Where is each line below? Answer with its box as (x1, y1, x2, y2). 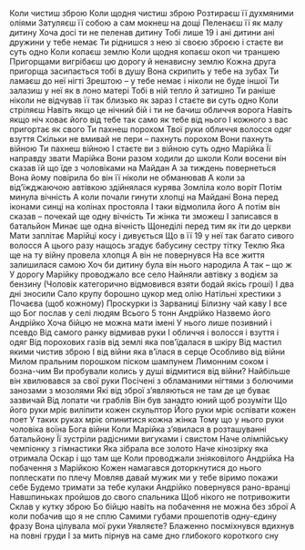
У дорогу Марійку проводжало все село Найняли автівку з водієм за (9, 269, 279, 280)
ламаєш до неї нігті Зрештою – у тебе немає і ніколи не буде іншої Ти (9, 76, 280, 86)
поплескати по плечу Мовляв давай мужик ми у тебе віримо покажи (9, 473, 279, 483)
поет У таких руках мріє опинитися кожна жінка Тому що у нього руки (9, 414, 284, 424)
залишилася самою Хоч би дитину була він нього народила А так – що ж (9, 260, 293, 270)
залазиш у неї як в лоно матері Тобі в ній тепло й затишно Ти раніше (9, 86, 276, 96)
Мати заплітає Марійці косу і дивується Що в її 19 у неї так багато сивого (9, 230, 295, 240)
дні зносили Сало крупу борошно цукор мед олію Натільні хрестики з (9, 289, 282, 299)
